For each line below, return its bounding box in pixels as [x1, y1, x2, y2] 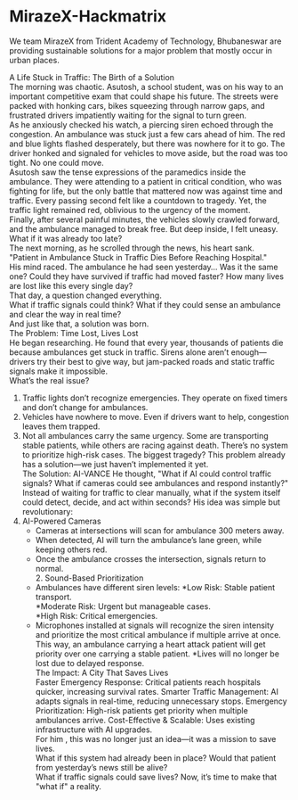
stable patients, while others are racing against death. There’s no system [21, 440, 289, 450]
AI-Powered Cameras [21, 515, 101, 526]
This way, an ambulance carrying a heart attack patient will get [35, 639, 266, 649]
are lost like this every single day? [9, 280, 133, 291]
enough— [230, 346, 267, 358]
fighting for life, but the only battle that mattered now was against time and [9, 186, 283, 196]
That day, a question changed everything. [9, 290, 162, 301]
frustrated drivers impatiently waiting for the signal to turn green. [9, 110, 247, 120]
